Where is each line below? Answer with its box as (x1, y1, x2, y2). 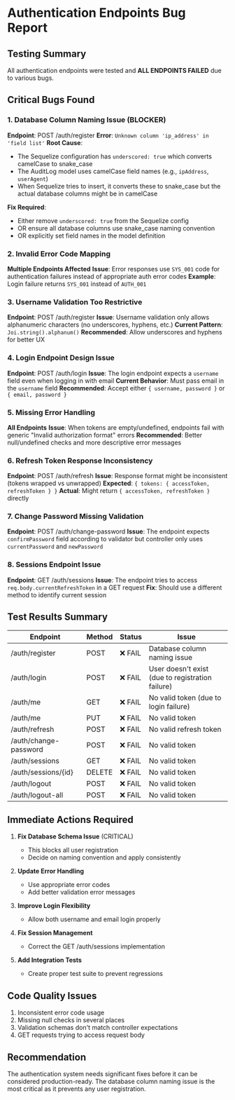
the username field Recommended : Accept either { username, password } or (7, 383, 225, 392)
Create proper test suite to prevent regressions (27, 970, 163, 978)
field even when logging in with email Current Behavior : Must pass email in (7, 376, 225, 385)
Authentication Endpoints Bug (7, 5, 187, 21)
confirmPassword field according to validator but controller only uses (7, 535, 204, 543)
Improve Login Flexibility (17, 902, 91, 910)
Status (120, 632, 142, 641)
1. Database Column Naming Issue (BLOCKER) (7, 115, 166, 125)
